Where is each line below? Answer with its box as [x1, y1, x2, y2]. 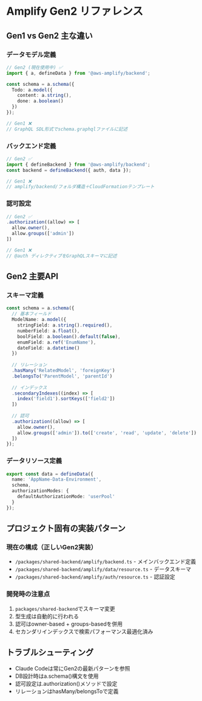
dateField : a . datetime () [17, 345, 80, 351]
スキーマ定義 [6, 291, 44, 300]
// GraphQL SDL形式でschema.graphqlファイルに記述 [6, 126, 128, 132]
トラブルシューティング [6, 647, 94, 658]
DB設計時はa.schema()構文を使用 [15, 672, 99, 680]
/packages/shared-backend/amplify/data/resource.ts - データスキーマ [15, 566, 191, 573]
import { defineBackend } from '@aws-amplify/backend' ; [6, 161, 150, 167]
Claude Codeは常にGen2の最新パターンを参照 [15, 664, 130, 672]
